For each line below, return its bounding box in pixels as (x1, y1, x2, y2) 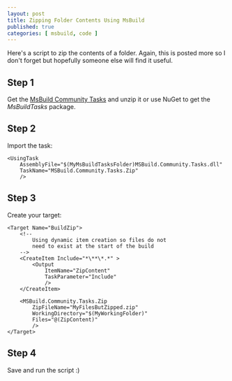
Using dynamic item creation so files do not (32, 236, 167, 243)
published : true (7, 23, 54, 30)
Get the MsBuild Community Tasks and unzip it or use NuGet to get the (7, 95, 211, 103)
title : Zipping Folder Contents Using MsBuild (7, 17, 145, 24)
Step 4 (7, 347, 37, 359)
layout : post (7, 10, 45, 17)
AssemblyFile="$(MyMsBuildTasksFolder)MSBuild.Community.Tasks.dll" (20, 161, 223, 168)
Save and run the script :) (7, 366, 80, 374)
